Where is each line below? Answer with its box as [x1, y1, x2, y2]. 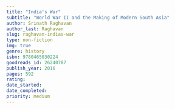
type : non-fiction [6, 37, 53, 43]
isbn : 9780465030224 [6, 54, 59, 60]
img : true [6, 43, 32, 49]
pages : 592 [6, 71, 34, 77]
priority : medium [6, 93, 50, 99]
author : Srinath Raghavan [6, 20, 72, 26]
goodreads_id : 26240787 [6, 59, 67, 65]
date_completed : [6, 88, 47, 94]
